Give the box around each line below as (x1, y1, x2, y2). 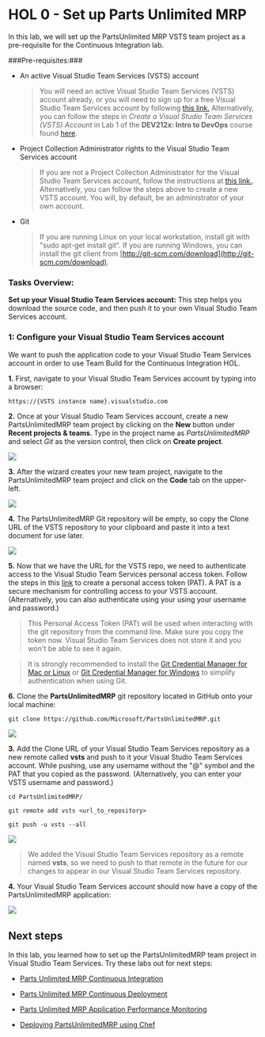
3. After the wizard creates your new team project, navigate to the (8, 466, 223, 476)
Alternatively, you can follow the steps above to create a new (39, 184, 239, 193)
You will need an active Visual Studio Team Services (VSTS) (39, 86, 235, 96)
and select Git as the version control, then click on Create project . (8, 436, 224, 446)
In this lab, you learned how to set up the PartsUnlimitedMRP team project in (8, 950, 257, 960)
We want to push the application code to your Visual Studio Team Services (8, 350, 252, 359)
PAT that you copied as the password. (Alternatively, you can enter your (8, 769, 242, 779)
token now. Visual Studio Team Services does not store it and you (27, 635, 241, 645)
